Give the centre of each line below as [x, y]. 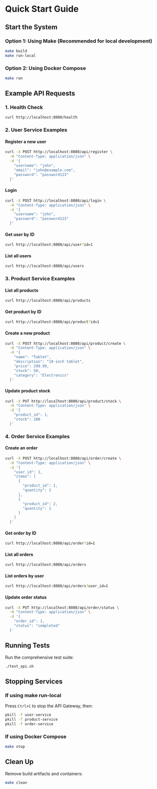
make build [16, 51]
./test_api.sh [20, 666]
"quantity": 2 [37, 490]
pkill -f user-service [28, 715]
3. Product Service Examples [40, 278]
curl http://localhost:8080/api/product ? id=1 [52, 322]
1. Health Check [24, 107]
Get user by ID [20, 234]
